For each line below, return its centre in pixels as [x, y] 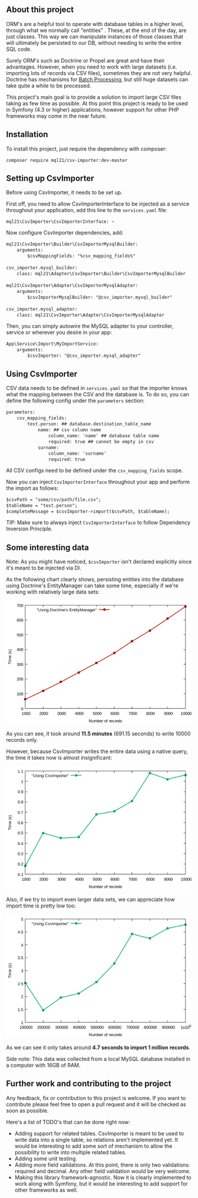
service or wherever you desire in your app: [59, 333]
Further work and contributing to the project [89, 1084]
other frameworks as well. [46, 1190]
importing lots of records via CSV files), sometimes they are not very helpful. [99, 73]
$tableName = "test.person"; [42, 506]
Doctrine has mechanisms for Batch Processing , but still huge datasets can [97, 79]
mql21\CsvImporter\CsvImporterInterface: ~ [60, 222]
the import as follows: [32, 488]
